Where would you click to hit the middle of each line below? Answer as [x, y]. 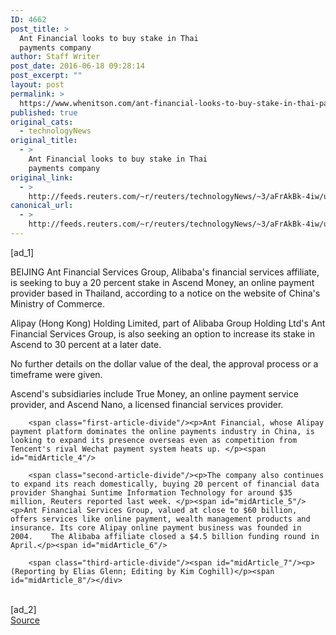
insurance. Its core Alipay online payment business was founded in [156, 527]
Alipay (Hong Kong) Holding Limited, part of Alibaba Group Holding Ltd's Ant [168, 323]
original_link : [42, 177]
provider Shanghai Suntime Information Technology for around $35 [151, 492]
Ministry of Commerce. [58, 303]
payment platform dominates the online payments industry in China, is [162, 431]
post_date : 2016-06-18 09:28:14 [77, 66]
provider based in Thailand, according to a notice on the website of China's [165, 293]
